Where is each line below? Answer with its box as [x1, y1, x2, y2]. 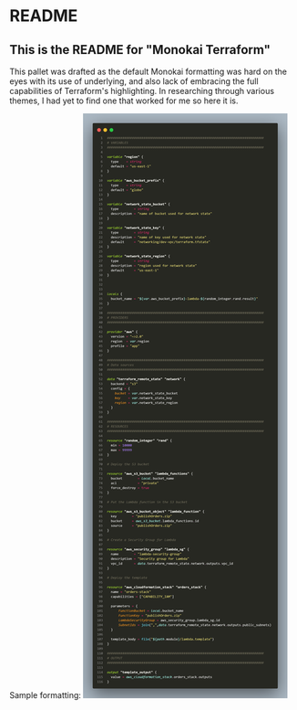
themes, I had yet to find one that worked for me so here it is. [9, 95, 239, 106]
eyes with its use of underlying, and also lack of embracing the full [9, 76, 259, 87]
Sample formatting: [9, 690, 82, 700]
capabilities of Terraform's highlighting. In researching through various [9, 86, 275, 96]
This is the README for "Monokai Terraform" [9, 42, 271, 58]
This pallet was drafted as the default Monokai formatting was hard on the [9, 66, 287, 77]
